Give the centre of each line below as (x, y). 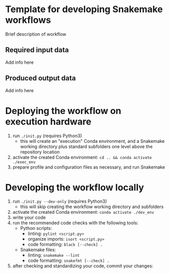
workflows (28, 20)
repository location (40, 152)
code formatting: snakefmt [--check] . (69, 261)
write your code (29, 218)
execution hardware (48, 121)
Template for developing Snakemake (84, 9)
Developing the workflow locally (75, 187)
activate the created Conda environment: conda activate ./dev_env (83, 212)
